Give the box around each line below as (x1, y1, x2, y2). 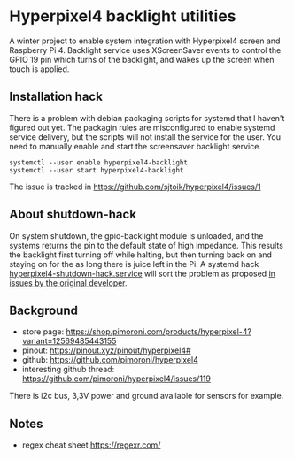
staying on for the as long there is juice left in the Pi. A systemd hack (9, 258, 259, 269)
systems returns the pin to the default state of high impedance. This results (9, 240, 283, 250)
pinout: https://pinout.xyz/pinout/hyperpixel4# (21, 345, 192, 356)
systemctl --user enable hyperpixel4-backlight (9, 157, 189, 167)
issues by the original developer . (9, 277, 128, 288)
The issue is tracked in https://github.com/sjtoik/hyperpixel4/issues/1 (9, 181, 261, 192)
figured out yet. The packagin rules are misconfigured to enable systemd (9, 122, 275, 133)
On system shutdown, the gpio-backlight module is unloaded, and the (9, 230, 264, 241)
